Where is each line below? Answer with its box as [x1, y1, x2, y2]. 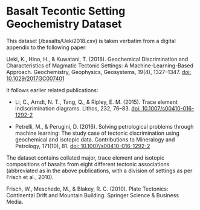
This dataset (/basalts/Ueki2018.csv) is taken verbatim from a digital [6, 37, 176, 44]
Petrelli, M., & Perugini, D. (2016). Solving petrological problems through [15, 123, 194, 130]
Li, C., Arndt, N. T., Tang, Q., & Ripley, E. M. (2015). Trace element [15, 98, 178, 106]
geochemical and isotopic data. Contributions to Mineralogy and [15, 135, 175, 143]
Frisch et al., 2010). [6, 173, 54, 180]
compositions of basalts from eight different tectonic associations [6, 160, 170, 168]
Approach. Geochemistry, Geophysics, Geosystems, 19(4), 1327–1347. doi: [6, 68, 192, 75]
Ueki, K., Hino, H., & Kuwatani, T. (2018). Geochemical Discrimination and [6, 55, 189, 63]
